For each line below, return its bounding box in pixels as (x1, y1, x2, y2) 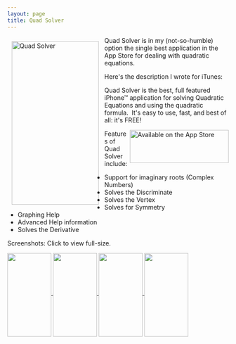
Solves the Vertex (104, 195, 156, 204)
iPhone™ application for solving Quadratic (104, 93, 225, 102)
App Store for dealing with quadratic (104, 51, 209, 60)
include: (104, 159, 128, 167)
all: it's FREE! (104, 115, 142, 124)
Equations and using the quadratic (104, 101, 204, 109)
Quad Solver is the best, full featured (104, 86, 211, 94)
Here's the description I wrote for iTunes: (104, 72, 223, 81)
